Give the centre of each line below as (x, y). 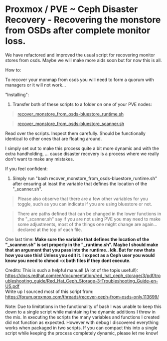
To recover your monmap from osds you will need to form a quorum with (80, 79)
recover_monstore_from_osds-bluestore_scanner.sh (71, 123)
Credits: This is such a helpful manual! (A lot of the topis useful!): (72, 270)
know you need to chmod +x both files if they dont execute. (68, 260)
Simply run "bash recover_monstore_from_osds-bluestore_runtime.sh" (85, 178)
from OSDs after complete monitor (78, 30)
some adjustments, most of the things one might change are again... (87, 224)
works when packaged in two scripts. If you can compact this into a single (82, 327)
